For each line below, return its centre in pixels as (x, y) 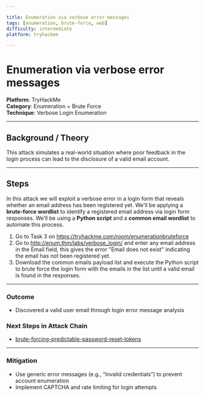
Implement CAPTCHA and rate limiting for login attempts (86, 387)
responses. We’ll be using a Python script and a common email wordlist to (101, 218)
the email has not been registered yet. (63, 256)
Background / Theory (48, 138)
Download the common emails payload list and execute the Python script (107, 262)
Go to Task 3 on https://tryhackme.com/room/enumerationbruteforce (102, 236)
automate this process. (35, 224)
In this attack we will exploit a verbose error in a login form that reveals (95, 198)
